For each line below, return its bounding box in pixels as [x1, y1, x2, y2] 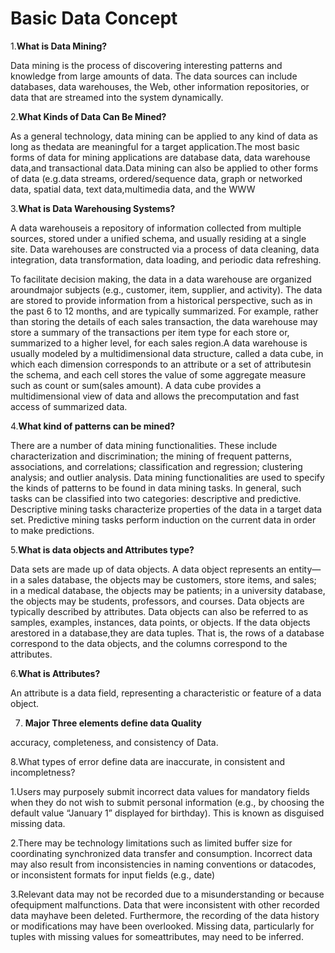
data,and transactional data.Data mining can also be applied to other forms [10, 162, 319, 174]
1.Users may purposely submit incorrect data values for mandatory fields [10, 785, 310, 797]
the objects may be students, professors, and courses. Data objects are [10, 595, 305, 607]
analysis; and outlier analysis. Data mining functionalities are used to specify [10, 471, 325, 483]
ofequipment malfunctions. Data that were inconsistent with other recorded [10, 898, 320, 911]
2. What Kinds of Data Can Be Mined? [10, 110, 167, 122]
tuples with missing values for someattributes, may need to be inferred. [10, 930, 304, 942]
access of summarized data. [10, 400, 128, 412]
